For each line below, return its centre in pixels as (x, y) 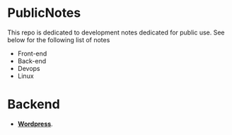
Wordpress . (35, 124)
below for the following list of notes (59, 39)
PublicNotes (44, 13)
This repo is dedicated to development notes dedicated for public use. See (116, 32)
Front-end (32, 53)
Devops (29, 68)
